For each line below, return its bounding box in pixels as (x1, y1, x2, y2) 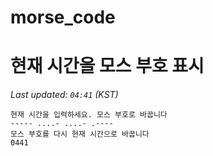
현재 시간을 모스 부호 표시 (10, 55, 205, 78)
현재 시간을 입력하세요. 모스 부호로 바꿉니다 (10, 110, 168, 120)
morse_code (10, 6, 116, 29)
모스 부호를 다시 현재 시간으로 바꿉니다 (10, 129, 150, 140)
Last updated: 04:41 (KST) (10, 89, 119, 101)
